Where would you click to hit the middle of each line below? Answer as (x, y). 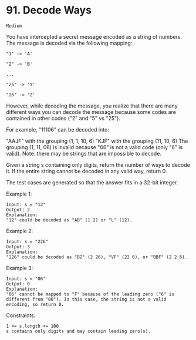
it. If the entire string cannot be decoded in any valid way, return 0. (87, 171)
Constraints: (21, 315)
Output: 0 (18, 284)
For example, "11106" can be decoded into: (58, 129)
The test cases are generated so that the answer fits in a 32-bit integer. (92, 182)
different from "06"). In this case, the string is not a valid (86, 299)
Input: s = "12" (26, 204)
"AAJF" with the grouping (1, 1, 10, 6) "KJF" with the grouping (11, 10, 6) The (97, 141)
